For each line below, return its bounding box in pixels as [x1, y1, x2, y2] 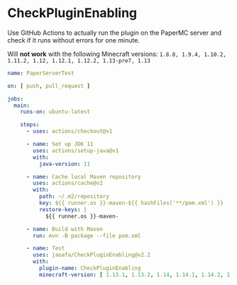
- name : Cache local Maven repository [26, 173, 141, 180]
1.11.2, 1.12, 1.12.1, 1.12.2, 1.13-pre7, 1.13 [7, 57, 151, 65]
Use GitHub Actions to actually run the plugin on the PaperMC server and [7, 28, 222, 37]
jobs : [7, 95, 23, 102]
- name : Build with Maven [26, 225, 103, 233]
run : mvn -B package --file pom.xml [33, 232, 141, 239]
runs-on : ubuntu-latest [20, 108, 91, 116]
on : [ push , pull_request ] [7, 82, 91, 89]
